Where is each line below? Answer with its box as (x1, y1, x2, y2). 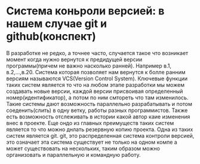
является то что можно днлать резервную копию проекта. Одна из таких (6, 126, 193, 133)
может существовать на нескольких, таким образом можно (6, 145, 160, 152)
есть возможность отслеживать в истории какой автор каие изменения (6, 113, 190, 120)
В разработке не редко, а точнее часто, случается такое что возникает (6, 49, 189, 56)
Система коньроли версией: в (6, 4, 165, 18)
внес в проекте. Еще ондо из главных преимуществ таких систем (6, 119, 174, 126)
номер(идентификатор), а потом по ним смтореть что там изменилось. (6, 94, 189, 101)
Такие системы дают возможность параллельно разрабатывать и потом (6, 100, 192, 107)
